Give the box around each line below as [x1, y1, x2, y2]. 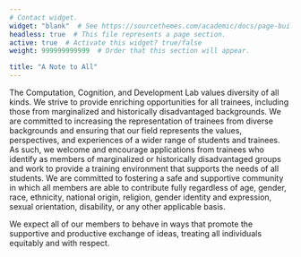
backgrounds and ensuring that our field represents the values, [9, 125, 242, 135]
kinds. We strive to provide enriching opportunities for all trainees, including [9, 97, 289, 107]
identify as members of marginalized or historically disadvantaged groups [9, 154, 282, 164]
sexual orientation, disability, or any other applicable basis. [9, 201, 226, 211]
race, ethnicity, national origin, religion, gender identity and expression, [9, 192, 272, 202]
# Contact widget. [9, 13, 78, 22]
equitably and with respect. [9, 238, 110, 248]
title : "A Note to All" [9, 63, 99, 72]
